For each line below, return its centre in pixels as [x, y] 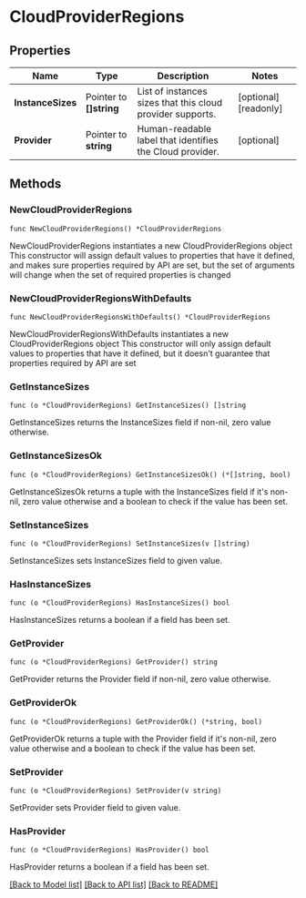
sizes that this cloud [180, 102]
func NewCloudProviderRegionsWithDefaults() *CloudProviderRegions [140, 317]
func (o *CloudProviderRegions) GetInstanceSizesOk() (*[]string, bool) [150, 475]
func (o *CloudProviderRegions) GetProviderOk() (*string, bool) [136, 721]
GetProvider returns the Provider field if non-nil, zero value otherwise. [140, 679]
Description [183, 76]
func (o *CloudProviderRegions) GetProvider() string [114, 662]
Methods [36, 184]
